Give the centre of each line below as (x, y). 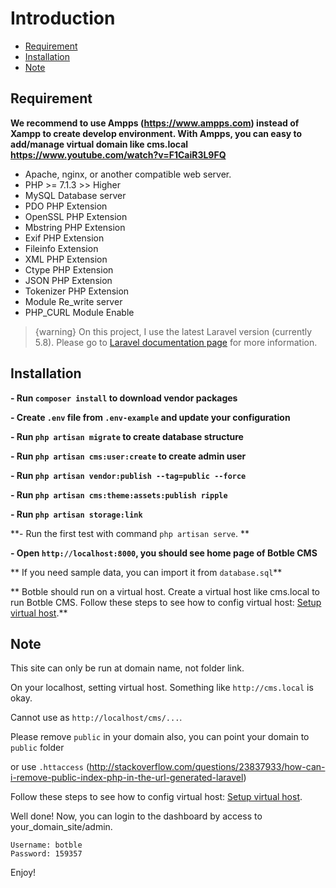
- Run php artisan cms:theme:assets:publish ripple (119, 494)
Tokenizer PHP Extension (77, 291)
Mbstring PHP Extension (75, 227)
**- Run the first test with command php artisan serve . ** (130, 533)
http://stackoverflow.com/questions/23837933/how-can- (207, 767)
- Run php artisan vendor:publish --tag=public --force (128, 475)
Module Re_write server (73, 301)
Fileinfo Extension (61, 248)
